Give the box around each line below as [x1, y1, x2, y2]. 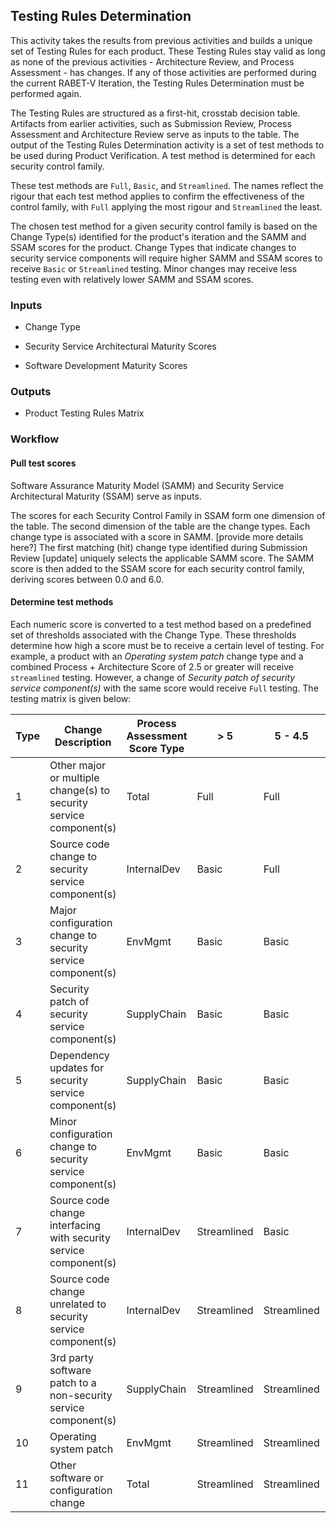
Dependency [49, 1048, 110, 1062]
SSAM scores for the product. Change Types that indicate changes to [10, 241, 297, 253]
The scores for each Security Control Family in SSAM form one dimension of [10, 509, 326, 521]
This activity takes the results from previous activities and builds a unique [10, 34, 313, 46]
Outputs [10, 385, 52, 399]
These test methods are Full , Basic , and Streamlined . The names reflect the [10, 179, 324, 191]
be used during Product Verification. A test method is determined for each [10, 149, 316, 161]
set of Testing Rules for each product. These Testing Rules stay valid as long [10, 45, 326, 57]
